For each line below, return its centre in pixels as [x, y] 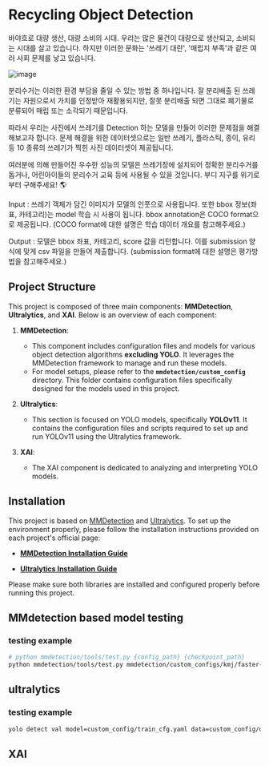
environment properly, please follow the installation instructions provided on [134, 529]
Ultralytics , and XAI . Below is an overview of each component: [112, 315]
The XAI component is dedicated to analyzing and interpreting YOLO [145, 467]
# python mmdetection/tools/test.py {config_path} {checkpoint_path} [127, 657]
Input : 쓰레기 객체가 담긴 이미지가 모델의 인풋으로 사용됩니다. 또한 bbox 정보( [129, 204]
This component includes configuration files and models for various [143, 345]
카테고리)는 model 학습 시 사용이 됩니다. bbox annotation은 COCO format [136, 214]
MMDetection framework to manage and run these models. [129, 363]
